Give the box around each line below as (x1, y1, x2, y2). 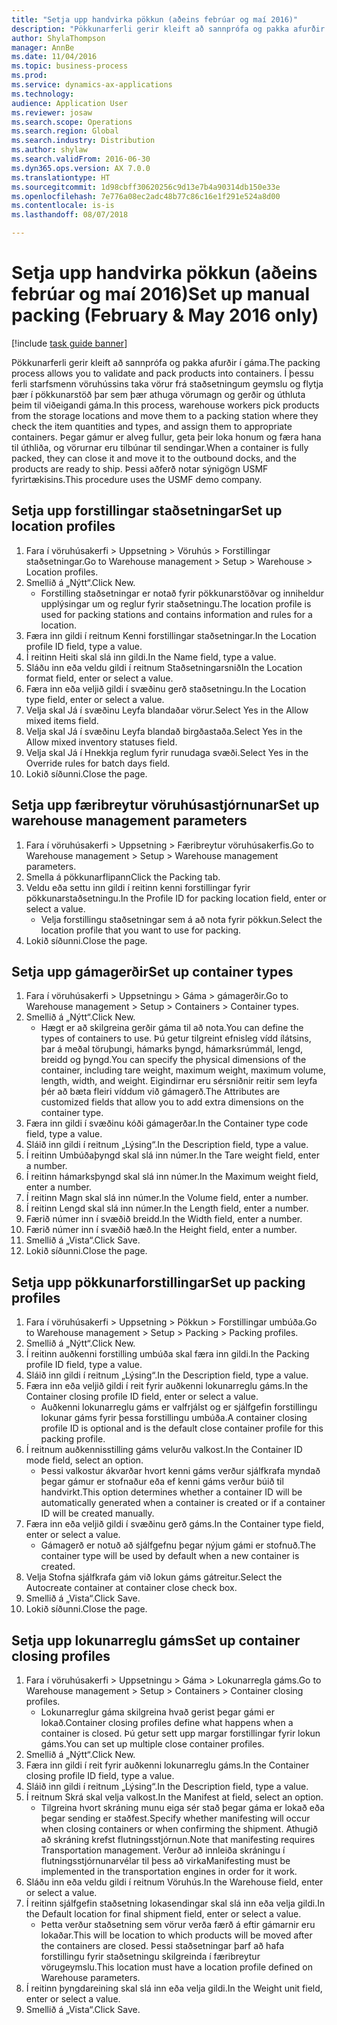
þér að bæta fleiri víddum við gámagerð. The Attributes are (40, 1086, 281, 1098)
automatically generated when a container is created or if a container (40, 1497, 326, 1509)
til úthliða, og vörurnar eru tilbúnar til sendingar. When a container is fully (11, 441, 309, 453)
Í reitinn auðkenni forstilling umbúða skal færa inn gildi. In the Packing (25, 1348, 310, 1360)
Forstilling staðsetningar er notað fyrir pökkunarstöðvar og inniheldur (40, 587, 324, 599)
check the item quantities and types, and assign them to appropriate (11, 420, 293, 432)
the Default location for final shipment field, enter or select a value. (25, 1908, 302, 1920)
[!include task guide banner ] (11, 337, 128, 349)
